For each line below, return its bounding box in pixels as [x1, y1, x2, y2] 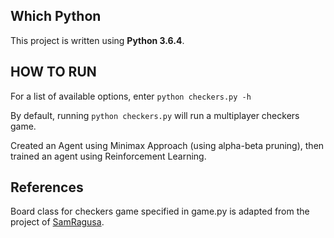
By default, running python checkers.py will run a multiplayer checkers [10, 109, 300, 121]
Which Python [10, 8, 102, 25]
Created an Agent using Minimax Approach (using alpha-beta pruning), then [10, 139, 325, 151]
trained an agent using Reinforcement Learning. [10, 150, 207, 162]
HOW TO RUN [10, 64, 97, 81]
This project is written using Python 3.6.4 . [10, 34, 185, 46]
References [10, 179, 84, 196]
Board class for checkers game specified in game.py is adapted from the [10, 205, 310, 218]
